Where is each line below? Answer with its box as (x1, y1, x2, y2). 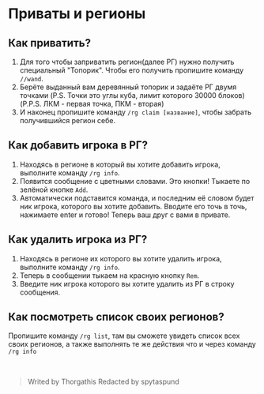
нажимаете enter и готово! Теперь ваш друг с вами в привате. (19, 210, 231, 220)
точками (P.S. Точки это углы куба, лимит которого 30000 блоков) (19, 91, 245, 99)
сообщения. (19, 287, 61, 297)
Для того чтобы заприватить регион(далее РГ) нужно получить (19, 57, 235, 66)
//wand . (19, 74, 43, 83)
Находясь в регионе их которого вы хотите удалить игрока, (19, 253, 223, 263)
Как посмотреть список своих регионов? (8, 310, 224, 324)
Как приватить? (8, 36, 91, 50)
